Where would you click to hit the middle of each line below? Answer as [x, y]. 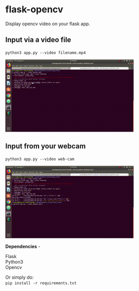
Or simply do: [19, 277]
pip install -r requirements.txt [41, 283]
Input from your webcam [46, 146]
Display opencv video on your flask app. [48, 24]
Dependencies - [23, 246]
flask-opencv [34, 10]
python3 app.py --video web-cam [40, 159]
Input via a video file [38, 40]
